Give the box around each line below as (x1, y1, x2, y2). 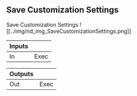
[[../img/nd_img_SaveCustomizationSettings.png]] (6, 27, 132, 35)
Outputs (9, 69, 33, 78)
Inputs (9, 42, 29, 50)
